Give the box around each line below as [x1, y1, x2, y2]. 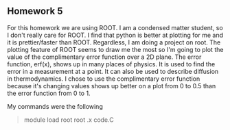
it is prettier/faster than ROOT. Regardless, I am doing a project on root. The [7, 38, 221, 47]
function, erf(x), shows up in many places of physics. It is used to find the [7, 60, 216, 68]
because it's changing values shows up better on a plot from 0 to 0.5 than [7, 81, 216, 90]
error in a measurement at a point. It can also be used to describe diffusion [7, 67, 219, 75]
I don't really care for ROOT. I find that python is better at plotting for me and [7, 31, 224, 39]
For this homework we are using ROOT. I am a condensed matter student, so [7, 23, 223, 31]
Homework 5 [7, 5, 63, 17]
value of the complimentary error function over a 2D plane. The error [7, 53, 202, 61]
